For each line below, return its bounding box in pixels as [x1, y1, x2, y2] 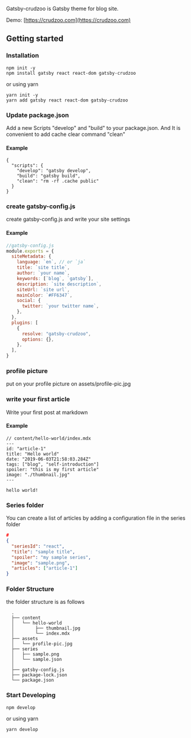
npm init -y [6, 65, 35, 71]
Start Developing [6, 691, 56, 699]
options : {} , [21, 336, 54, 342]
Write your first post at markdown [6, 409, 88, 416]
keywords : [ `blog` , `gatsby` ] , [17, 275, 94, 281]
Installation [6, 52, 40, 60]
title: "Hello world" [6, 451, 60, 457]
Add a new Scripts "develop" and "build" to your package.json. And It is [6, 124, 181, 131]
